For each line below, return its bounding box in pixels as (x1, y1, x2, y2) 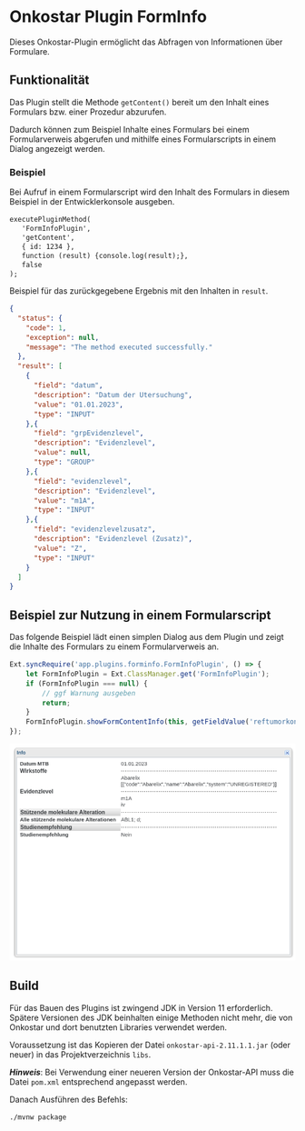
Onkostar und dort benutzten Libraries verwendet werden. (9, 1021, 228, 1033)
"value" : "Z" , (33, 544, 88, 553)
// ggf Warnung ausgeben (42, 688, 136, 697)
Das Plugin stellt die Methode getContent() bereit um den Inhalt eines (9, 96, 270, 107)
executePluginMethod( (9, 215, 92, 225)
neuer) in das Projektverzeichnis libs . (9, 1048, 152, 1060)
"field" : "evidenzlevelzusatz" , (33, 525, 156, 534)
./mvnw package (9, 1112, 67, 1122)
